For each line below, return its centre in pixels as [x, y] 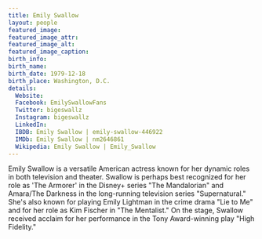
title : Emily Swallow [44, 15]
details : [22, 88]
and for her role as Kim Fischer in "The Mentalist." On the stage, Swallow [126, 210]
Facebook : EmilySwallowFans [61, 103]
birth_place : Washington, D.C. [59, 81]
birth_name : [27, 67]
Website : [29, 96]
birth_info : [27, 60]
